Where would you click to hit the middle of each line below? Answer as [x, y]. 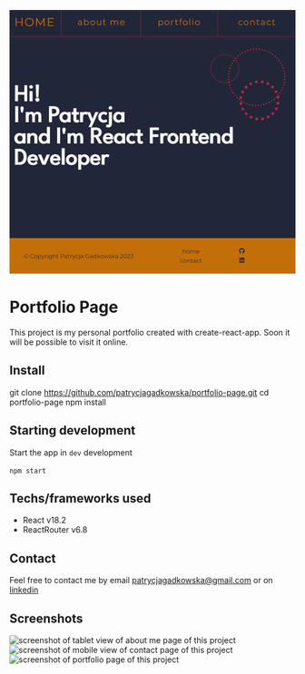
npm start [28, 471]
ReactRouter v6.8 [55, 530]
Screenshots [46, 618]
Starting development [73, 430]
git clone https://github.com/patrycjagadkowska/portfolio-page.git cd [139, 392]
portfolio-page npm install [58, 402]
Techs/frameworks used [80, 498]
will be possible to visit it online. [69, 342]
